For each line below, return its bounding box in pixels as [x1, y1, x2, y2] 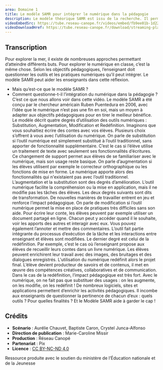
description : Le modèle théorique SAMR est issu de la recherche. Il [5, 16, 149, 21]
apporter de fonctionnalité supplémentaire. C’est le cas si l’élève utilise [12, 143, 153, 149]
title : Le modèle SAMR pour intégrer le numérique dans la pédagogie [5, 12, 149, 17]
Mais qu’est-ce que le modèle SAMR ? [12, 86, 88, 92]
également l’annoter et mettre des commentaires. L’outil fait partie [12, 226, 144, 231]
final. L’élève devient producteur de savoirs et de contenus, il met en [12, 262, 149, 267]
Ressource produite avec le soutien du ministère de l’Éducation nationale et [5, 355, 156, 361]
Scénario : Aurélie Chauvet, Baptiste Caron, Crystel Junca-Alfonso [12, 325, 146, 331]
